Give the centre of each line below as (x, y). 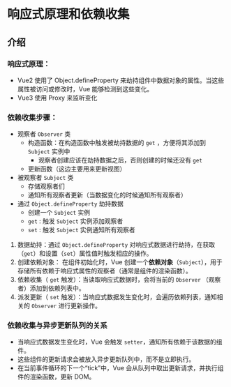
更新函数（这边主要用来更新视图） (77, 169)
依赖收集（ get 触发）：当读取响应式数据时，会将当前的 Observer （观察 (119, 280)
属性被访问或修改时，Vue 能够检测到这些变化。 (85, 89)
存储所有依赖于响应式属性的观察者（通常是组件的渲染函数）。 (104, 271)
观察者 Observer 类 (44, 134)
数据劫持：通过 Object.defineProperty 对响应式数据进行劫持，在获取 (116, 245)
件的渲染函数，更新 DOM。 (56, 377)
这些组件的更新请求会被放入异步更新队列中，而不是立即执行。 (106, 359)
